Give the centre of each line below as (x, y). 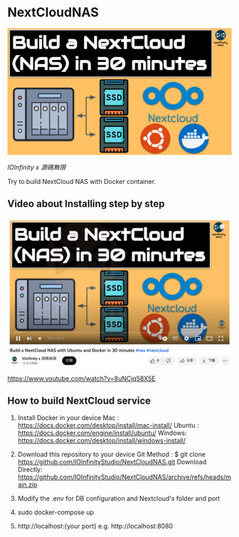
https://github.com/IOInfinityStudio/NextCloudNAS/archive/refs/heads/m (124, 477)
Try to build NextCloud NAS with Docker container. (82, 181)
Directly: (30, 470)
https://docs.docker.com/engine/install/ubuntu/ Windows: (102, 433)
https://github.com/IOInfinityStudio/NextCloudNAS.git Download (112, 462)
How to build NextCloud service (79, 401)
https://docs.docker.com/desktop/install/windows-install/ (102, 441)
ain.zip (27, 485)
